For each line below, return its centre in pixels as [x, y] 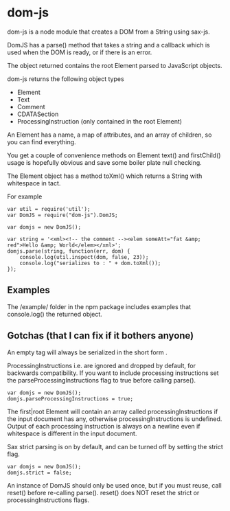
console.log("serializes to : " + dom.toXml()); [90, 263]
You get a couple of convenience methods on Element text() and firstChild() [114, 155]
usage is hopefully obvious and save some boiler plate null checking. [105, 162]
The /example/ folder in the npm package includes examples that [99, 306]
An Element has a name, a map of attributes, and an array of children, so [110, 135]
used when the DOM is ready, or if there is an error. [80, 52]
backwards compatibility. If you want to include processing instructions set [113, 373]
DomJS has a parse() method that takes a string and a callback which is [109, 45]
